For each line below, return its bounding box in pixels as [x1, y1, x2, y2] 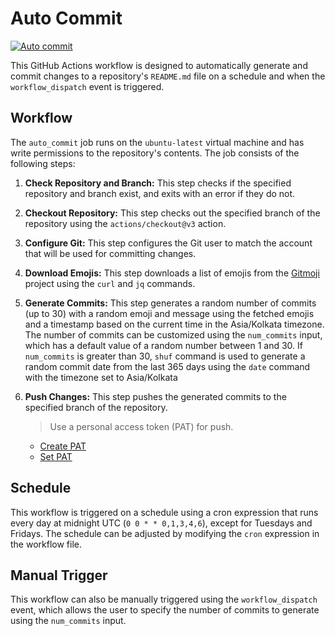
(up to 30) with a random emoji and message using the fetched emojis [24, 307, 315, 319]
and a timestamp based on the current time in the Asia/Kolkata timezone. [24, 318, 325, 330]
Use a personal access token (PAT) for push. [49, 420, 234, 432]
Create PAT [39, 440, 87, 452]
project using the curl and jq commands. [24, 277, 196, 289]
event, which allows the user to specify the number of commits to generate [10, 604, 320, 616]
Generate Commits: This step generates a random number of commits [24, 297, 317, 309]
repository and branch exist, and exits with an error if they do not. [24, 187, 296, 199]
